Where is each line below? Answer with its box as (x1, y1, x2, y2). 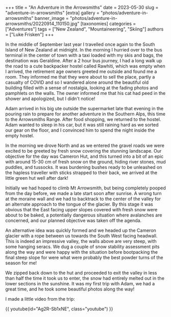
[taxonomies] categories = (80, 20, 136, 27)
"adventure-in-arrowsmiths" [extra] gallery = (5, 10, 100, 16)
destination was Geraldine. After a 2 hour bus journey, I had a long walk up (5, 58, 162, 63)
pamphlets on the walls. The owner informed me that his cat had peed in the (5, 90, 166, 96)
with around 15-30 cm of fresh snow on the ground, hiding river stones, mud (5, 159, 166, 165)
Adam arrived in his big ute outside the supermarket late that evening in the (5, 106, 164, 111)
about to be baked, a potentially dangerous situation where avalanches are (5, 212, 162, 218)
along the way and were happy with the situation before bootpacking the (5, 249, 158, 255)
